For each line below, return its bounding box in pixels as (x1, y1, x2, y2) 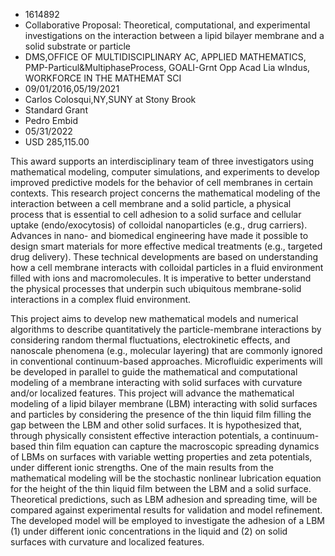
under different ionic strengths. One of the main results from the (10, 462, 274, 473)
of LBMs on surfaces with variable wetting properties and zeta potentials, (10, 451, 313, 463)
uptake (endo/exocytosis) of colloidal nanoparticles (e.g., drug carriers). (10, 219, 308, 231)
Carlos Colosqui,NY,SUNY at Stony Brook (24, 94, 197, 105)
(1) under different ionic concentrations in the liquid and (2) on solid (10, 525, 288, 537)
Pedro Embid (24, 115, 78, 126)
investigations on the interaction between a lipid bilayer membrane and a (24, 30, 325, 41)
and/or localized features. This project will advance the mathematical (10, 387, 295, 399)
